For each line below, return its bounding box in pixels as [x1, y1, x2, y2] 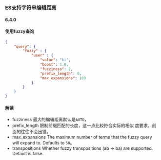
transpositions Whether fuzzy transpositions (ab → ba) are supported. [12, 145, 153, 151]
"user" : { [31, 53, 54, 58]
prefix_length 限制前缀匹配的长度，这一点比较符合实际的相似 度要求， [12, 123, 152, 128]
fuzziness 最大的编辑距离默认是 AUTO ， [12, 117, 89, 123]
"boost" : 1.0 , [40, 62, 69, 67]
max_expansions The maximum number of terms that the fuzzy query [12, 134, 152, 140]
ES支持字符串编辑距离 [5, 4, 57, 11]
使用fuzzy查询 [5, 28, 34, 35]
